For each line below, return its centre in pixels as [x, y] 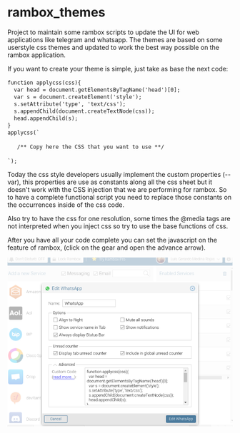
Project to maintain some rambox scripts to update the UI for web [104, 32]
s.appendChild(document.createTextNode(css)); [84, 111]
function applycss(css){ [44, 83]
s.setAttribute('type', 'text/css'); [70, 104]
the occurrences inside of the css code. [66, 205]
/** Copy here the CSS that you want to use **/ [90, 147]
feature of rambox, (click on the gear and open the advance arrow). [106, 248]
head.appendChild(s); [46, 118]
